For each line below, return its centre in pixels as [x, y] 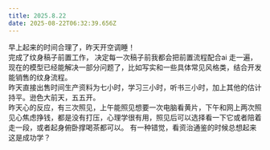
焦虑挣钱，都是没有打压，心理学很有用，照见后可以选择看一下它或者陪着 [142, 117]
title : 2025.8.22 [37, 16]
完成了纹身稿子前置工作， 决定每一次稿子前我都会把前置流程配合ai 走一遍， [133, 57]
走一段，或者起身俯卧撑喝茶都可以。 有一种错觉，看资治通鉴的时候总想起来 [133, 127]
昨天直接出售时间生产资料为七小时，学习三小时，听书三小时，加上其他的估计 [135, 87]
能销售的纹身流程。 [40, 77]
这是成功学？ [29, 137]
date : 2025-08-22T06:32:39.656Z [62, 23]
